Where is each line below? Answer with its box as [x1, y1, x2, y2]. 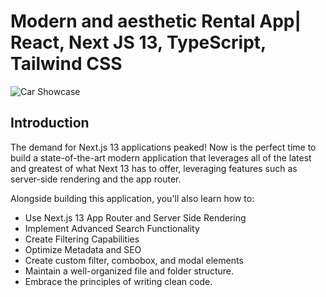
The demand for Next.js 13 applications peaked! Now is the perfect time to [10, 141, 317, 153]
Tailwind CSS [10, 53, 123, 75]
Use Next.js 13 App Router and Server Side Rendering [24, 211, 247, 224]
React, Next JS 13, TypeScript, [10, 31, 267, 54]
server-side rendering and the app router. [10, 173, 182, 185]
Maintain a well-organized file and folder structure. [24, 265, 235, 277]
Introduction [10, 115, 90, 132]
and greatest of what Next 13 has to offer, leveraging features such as [10, 162, 298, 174]
